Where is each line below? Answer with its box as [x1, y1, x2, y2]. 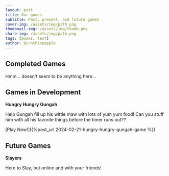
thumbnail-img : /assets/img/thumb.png [5, 27, 88, 32]
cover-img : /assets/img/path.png [5, 21, 77, 27]
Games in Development [5, 88, 81, 96]
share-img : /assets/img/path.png [5, 31, 77, 36]
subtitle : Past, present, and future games [5, 17, 100, 22]
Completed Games [5, 60, 66, 68]
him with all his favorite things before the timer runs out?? [5, 117, 126, 123]
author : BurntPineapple [5, 41, 56, 46]
